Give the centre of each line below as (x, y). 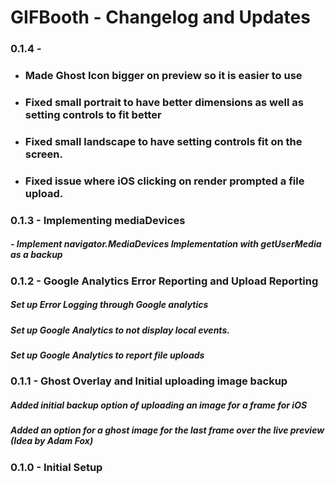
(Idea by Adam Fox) (52, 441)
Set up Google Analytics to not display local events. (120, 330)
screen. (43, 154)
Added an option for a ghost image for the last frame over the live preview (167, 430)
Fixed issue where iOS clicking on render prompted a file (164, 181)
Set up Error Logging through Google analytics (109, 305)
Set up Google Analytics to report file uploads (107, 355)
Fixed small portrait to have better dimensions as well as (164, 102)
